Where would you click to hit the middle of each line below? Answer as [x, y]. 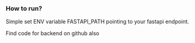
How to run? [24, 8]
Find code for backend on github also [53, 33]
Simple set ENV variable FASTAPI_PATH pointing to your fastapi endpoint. [97, 22]
